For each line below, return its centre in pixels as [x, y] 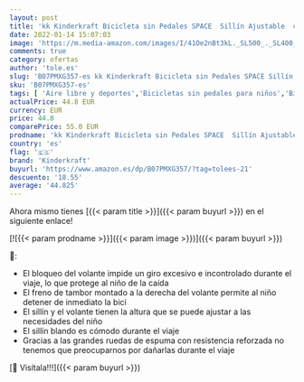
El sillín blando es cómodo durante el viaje [101, 331]
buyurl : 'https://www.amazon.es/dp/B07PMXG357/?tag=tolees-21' [131, 169]
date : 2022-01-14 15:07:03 [60, 34]
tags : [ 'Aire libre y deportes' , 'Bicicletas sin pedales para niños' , [147, 93]
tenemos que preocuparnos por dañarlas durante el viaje [128, 350]
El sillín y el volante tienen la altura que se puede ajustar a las [137, 312]
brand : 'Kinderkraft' [50, 160]
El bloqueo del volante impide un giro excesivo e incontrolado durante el [157, 274]
